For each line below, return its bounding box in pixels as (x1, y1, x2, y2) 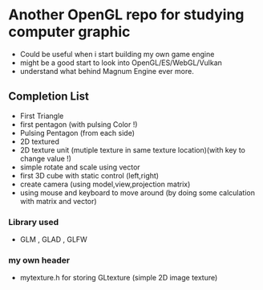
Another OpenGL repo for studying (8, 6, 245, 24)
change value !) (19, 153, 72, 163)
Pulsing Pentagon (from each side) (19, 128, 135, 137)
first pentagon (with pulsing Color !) (19, 119, 138, 129)
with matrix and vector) (19, 196, 98, 206)
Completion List (8, 90, 90, 104)
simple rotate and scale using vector (19, 162, 140, 172)
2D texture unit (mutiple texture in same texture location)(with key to (19, 145, 246, 154)
